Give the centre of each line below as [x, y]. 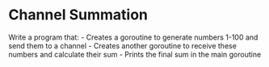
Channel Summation [78, 15]
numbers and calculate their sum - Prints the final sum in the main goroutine [135, 54]
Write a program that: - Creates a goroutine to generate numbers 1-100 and [133, 37]
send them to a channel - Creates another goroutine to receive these [122, 45]
